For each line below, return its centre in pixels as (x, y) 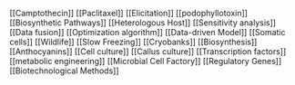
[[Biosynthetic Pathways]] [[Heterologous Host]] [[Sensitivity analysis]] (142, 23)
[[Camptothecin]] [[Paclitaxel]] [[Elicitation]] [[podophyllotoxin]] (129, 13)
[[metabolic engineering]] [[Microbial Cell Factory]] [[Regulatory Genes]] (146, 61)
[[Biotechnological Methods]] (65, 71)
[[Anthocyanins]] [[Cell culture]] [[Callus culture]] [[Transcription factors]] (148, 52)
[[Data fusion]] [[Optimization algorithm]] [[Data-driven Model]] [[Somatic (147, 32)
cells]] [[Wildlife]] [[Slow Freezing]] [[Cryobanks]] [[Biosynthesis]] (133, 42)
